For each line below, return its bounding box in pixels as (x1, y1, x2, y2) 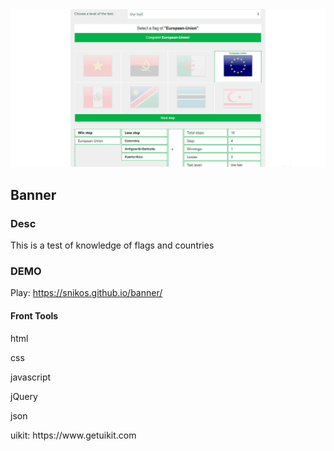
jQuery (10, 390, 38, 402)
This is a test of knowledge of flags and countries (10, 239, 215, 252)
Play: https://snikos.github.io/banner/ (10, 287, 163, 299)
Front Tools (10, 310, 59, 322)
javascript (10, 371, 52, 383)
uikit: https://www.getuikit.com (10, 429, 137, 441)
